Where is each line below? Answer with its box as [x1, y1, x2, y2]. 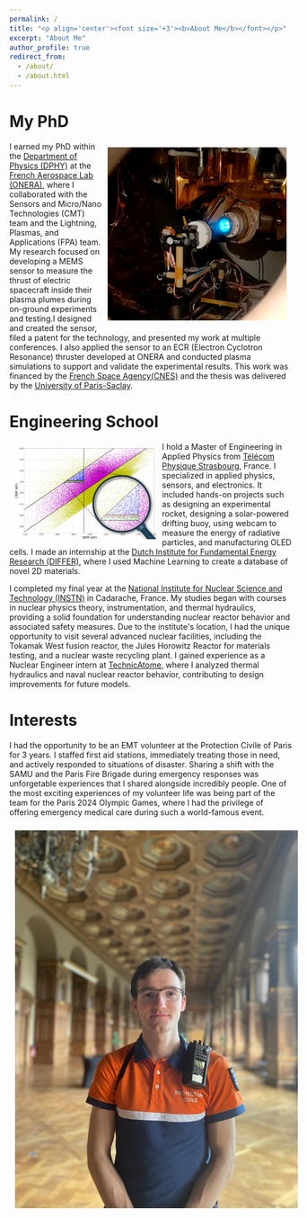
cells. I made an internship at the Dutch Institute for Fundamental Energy [9, 546, 276, 557]
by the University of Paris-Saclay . [9, 380, 133, 390]
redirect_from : [9, 52, 66, 62]
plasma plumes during [9, 293, 92, 305]
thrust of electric [9, 274, 71, 285]
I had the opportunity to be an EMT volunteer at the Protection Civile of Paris [9, 739, 293, 750]
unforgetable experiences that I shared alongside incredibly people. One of [9, 778, 287, 789]
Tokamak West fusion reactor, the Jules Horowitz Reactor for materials [9, 640, 271, 651]
